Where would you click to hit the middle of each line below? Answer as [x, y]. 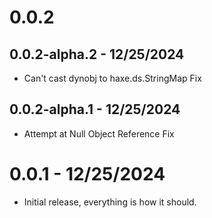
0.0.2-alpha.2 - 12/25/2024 [97, 54]
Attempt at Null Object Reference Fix [99, 133]
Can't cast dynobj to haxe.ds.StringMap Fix [112, 78]
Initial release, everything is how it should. [110, 202]
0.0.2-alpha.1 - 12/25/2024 [95, 109]
